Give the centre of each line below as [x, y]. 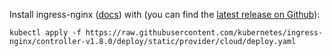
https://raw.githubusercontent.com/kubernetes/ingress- [204, 33]
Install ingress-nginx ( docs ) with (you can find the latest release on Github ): [165, 14]
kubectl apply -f [45, 33]
